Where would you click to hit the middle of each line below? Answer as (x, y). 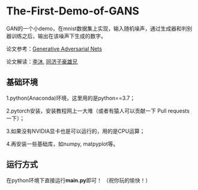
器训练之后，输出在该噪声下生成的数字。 (56, 36)
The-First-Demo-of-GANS (73, 11)
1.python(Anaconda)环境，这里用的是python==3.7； (71, 98)
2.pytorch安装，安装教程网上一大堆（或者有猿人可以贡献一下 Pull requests (98, 111)
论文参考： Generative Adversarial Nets (54, 49)
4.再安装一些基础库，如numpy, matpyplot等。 (62, 144)
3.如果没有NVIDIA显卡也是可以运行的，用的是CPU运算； (76, 131)
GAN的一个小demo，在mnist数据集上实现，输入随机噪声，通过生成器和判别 (99, 28)
